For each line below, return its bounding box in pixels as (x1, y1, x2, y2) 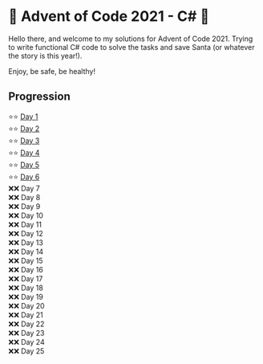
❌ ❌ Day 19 (8, 292, 44, 301)
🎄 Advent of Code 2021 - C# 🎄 (8, 7, 210, 26)
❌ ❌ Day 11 (8, 219, 42, 229)
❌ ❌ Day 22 (8, 319, 45, 329)
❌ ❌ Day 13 (8, 237, 44, 247)
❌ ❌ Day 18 (8, 283, 44, 292)
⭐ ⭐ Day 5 (8, 160, 40, 170)
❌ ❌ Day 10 (8, 211, 44, 220)
